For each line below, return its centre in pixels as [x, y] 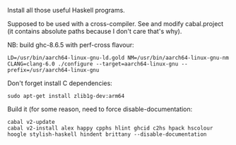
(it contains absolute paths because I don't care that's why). [95, 31]
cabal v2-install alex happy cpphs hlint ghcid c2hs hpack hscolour [110, 128]
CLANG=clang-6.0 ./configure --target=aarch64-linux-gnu [93, 64]
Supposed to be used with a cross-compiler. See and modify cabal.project [116, 24]
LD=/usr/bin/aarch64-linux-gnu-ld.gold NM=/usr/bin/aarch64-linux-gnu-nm [118, 58]
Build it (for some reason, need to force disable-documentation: [100, 109]
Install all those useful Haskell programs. [66, 10]
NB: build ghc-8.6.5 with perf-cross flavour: [71, 45]
